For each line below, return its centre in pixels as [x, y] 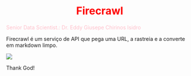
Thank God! [20, 68]
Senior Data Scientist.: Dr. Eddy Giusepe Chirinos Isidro [74, 27]
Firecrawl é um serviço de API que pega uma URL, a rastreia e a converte [96, 39]
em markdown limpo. [32, 45]
